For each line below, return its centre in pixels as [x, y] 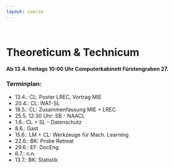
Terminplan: [24, 84]
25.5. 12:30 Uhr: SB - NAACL [50, 115]
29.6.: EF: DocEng [37, 147]
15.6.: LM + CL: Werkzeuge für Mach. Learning [72, 134]
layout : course [25, 12]
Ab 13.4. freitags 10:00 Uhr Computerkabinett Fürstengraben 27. [87, 69]
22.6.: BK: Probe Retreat [44, 141]
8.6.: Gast [26, 128]
